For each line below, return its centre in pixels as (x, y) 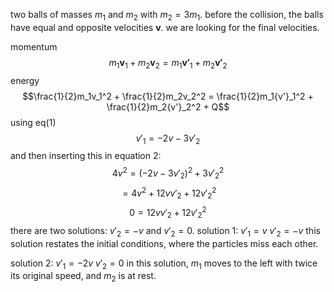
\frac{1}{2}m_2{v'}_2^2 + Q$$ (168, 106)
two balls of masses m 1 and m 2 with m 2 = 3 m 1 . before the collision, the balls (167, 16)
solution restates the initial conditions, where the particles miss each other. (164, 243)
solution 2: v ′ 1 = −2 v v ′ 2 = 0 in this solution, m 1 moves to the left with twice (164, 264)
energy (25, 80)
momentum (34, 46)
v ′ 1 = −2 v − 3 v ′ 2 (168, 139)
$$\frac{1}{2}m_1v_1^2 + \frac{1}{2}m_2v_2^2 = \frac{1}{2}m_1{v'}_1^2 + (168, 96)
